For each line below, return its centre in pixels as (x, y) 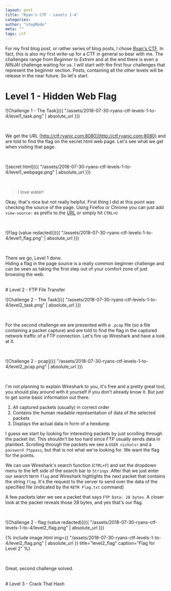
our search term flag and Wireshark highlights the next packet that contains (85, 476)
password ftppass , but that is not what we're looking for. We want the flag (82, 450)
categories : (18, 19)
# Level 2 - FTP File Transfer (35, 290)
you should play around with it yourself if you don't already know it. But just (84, 392)
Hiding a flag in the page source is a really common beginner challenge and (85, 263)
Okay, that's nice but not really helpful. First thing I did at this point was (80, 202)
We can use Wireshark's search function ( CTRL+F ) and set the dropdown (81, 465)
